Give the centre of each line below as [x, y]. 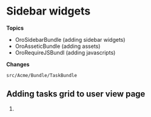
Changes [18, 64]
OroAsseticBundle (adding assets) [58, 46]
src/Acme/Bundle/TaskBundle [42, 75]
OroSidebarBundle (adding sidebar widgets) [70, 39]
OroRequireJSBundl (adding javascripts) [65, 52]
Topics [15, 28]
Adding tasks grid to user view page [76, 94]
